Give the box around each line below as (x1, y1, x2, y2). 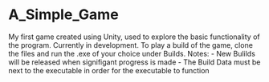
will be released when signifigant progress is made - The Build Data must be (8, 57, 261, 67)
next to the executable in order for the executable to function (8, 65, 210, 75)
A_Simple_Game (8, 6, 119, 24)
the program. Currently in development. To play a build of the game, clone (8, 40, 253, 49)
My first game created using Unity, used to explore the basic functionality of (8, 32, 260, 41)
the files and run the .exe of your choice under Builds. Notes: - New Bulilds (8, 49, 255, 58)
